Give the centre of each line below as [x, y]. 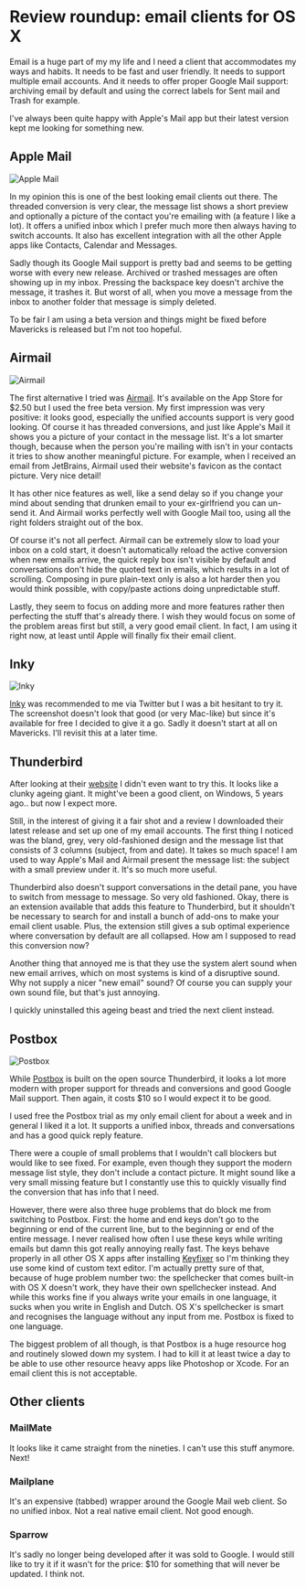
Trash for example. [45, 100]
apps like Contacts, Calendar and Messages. [94, 245]
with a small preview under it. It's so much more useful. [113, 870]
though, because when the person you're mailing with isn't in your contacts [152, 446]
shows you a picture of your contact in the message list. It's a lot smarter [147, 436]
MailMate [31, 1428]
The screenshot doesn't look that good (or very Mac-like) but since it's [142, 714]
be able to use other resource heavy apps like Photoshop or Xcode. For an [149, 1363]
